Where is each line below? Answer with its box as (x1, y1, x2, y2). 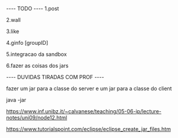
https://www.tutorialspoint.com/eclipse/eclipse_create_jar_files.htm (6, 126, 171, 132)
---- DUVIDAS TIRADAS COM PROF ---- (6, 74, 104, 80)
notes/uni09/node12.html (6, 114, 67, 121)
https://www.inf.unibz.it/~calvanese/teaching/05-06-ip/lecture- (6, 108, 162, 114)
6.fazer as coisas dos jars (6, 62, 69, 69)
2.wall (6, 17, 21, 23)
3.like (6, 28, 20, 35)
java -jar (6, 97, 27, 103)
